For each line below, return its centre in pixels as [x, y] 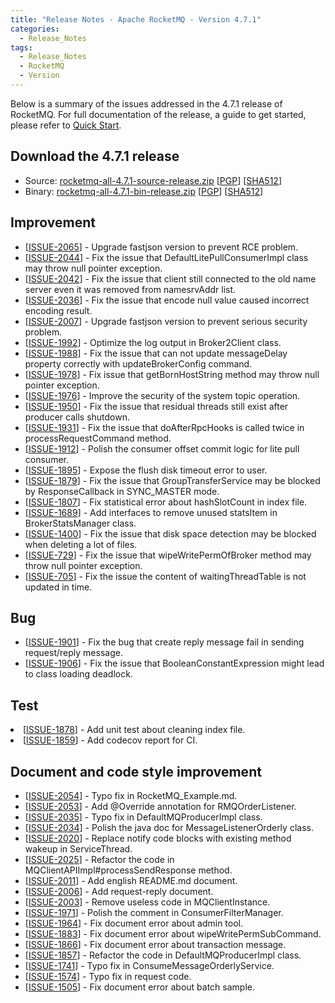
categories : [35, 29]
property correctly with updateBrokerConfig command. [138, 363]
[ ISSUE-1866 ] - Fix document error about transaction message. [155, 944]
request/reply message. [73, 653]
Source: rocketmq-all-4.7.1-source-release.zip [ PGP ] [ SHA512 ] [153, 180]
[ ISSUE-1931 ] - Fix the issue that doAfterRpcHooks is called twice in [164, 427]
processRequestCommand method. [98, 438]
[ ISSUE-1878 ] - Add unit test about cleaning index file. [134, 730]
